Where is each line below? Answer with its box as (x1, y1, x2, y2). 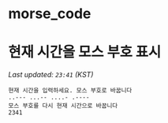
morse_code (8, 5, 91, 23)
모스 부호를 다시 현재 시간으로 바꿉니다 (8, 102, 118, 110)
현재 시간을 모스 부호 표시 (8, 43, 162, 61)
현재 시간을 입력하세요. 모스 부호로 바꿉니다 (8, 87, 133, 95)
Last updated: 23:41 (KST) (8, 70, 94, 80)
